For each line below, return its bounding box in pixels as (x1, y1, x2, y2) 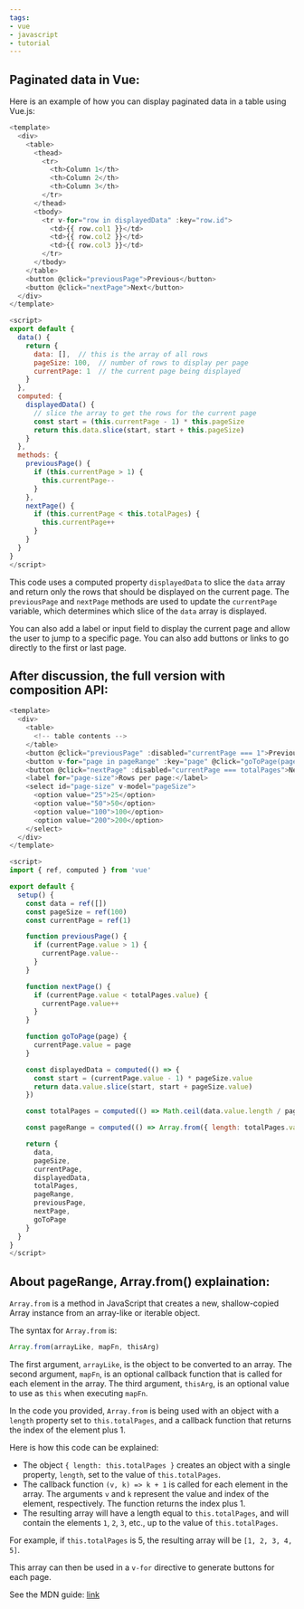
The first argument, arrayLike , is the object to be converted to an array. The (9, 1358, 292, 1369)
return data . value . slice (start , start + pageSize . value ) (33, 1082, 253, 1091)
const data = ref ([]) (25, 899, 107, 908)
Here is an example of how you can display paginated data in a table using (9, 96, 287, 107)
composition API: (9, 682, 109, 698)
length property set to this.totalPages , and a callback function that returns (9, 1414, 292, 1425)
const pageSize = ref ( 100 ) (25, 907, 128, 917)
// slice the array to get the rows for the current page (33, 408, 257, 417)
